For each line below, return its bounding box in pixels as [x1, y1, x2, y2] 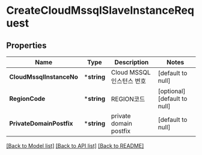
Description [114, 58, 149, 66]
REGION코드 [111, 95, 145, 103]
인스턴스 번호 [111, 77, 146, 85]
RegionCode [9, 94, 46, 103]
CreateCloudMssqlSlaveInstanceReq [6, 4, 194, 17]
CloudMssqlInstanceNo [9, 73, 78, 81]
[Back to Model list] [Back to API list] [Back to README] [6, 142, 144, 149]
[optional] [158, 87, 186, 95]
